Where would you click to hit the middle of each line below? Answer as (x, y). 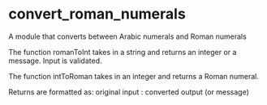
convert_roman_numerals (97, 14)
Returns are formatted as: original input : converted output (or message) (129, 92)
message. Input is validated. (55, 61)
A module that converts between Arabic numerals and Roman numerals (128, 36)
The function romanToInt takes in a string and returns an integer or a (123, 52)
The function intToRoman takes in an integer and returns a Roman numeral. (134, 76)
